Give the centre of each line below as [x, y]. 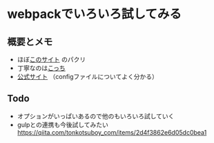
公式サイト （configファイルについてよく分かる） [88, 77]
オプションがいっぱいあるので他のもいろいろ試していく [96, 116]
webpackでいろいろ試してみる [94, 14]
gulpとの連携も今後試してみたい [63, 124]
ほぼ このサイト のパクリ [51, 59]
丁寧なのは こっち [41, 68]
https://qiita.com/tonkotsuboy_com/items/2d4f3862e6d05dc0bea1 [112, 132]
